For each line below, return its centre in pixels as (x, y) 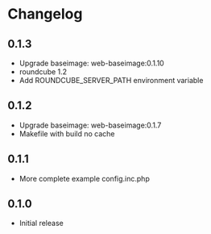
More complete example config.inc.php (84, 178)
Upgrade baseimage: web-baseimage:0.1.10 (91, 63)
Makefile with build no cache (67, 133)
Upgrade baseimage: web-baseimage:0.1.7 (90, 125)
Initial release (41, 224)
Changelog (45, 14)
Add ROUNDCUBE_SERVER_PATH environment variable (111, 80)
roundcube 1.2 (43, 72)
